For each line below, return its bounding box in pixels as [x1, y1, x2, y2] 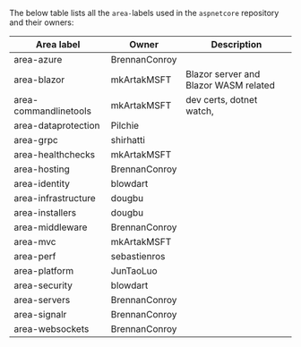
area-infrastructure [13, 192, 96, 204]
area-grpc [13, 134, 58, 146]
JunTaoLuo [110, 265, 159, 276]
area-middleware [13, 221, 88, 233]
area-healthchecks [13, 148, 96, 160]
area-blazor [13, 73, 65, 86]
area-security [13, 279, 73, 292]
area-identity [13, 178, 70, 190]
